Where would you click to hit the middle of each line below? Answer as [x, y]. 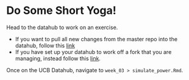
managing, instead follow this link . [58, 58]
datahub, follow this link [45, 45]
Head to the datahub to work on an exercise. [62, 27]
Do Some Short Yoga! [62, 11]
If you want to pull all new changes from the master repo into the [96, 39]
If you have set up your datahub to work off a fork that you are [93, 52]
